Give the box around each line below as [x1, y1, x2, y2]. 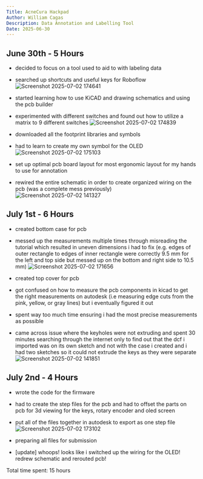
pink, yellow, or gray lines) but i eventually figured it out [15, 299, 153, 306]
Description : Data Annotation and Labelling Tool [6, 20, 135, 26]
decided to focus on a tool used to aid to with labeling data [15, 64, 162, 72]
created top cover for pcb [15, 274, 80, 282]
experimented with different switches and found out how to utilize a [15, 113, 184, 120]
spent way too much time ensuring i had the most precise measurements [15, 310, 198, 318]
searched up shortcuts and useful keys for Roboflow [15, 76, 147, 84]
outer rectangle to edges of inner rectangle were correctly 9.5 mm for [15, 250, 189, 257]
